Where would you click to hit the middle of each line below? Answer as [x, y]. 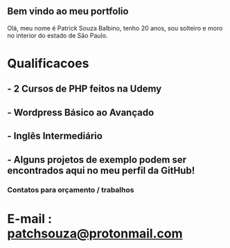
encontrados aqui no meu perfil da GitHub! [101, 170]
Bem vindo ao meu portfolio [68, 11]
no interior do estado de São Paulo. [57, 35]
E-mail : [30, 219]
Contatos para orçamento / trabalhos [71, 190]
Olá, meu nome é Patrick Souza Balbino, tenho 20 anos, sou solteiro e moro [115, 28]
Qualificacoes [48, 63]
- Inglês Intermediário [55, 136]
